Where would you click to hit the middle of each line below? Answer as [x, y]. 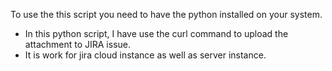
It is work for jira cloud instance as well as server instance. [145, 55]
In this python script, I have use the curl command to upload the [156, 33]
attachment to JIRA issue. [78, 44]
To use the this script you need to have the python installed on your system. [166, 14]
